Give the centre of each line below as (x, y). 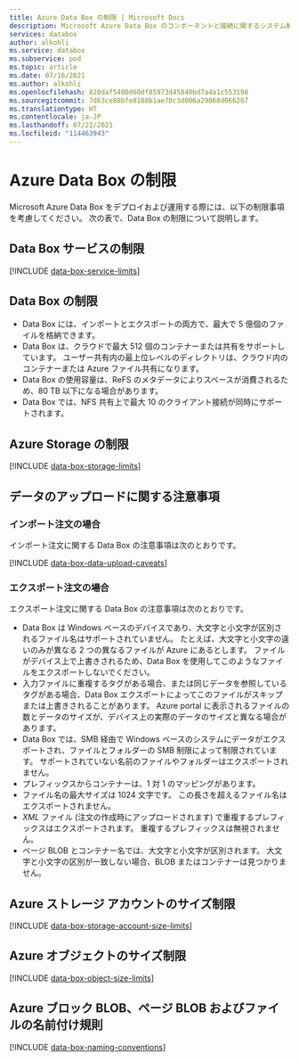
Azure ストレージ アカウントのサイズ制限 (122, 904)
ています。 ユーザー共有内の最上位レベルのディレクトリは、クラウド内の (155, 358)
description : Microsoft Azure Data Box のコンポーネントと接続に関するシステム (148, 26)
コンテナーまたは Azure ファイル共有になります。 (113, 369)
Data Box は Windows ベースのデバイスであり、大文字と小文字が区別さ (152, 628)
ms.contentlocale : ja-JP (55, 117)
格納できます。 (73, 335)
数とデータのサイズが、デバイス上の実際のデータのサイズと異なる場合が (154, 717)
